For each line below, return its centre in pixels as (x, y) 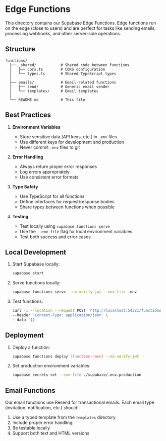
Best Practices (28, 115)
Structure (20, 49)
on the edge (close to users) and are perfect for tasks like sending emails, (81, 28)
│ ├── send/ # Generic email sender (60, 87)
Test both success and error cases (55, 237)
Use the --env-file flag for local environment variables (76, 231)
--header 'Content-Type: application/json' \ (60, 315)
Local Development (36, 252)
